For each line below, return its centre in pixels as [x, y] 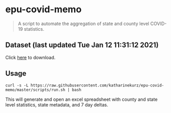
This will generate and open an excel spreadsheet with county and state [81, 99]
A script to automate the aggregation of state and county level [83, 24]
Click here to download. [30, 57]
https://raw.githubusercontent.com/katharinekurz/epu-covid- [97, 85]
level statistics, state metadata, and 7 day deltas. [57, 105]
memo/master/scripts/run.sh [35, 90]
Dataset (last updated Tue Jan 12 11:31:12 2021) [82, 45]
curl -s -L [17, 85]
